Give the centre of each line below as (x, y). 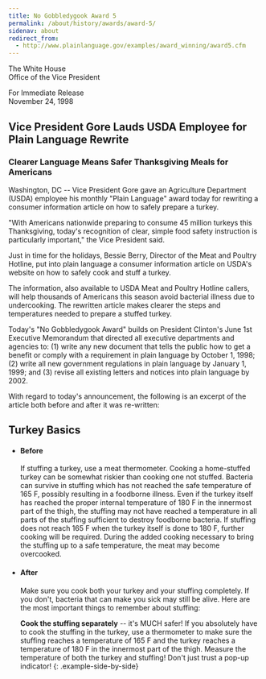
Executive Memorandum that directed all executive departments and (121, 337)
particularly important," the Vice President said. (86, 239)
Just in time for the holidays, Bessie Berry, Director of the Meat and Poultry (133, 255)
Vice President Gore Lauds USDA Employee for (128, 127)
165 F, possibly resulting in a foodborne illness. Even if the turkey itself (137, 494)
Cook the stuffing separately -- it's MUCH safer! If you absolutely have (139, 623)
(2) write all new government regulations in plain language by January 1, (127, 363)
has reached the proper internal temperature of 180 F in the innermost (135, 503)
